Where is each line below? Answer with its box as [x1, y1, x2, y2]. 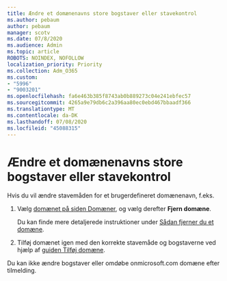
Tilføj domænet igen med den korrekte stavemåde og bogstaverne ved [16, 239, 217, 247]
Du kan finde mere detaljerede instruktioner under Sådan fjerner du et [16, 218, 214, 226]
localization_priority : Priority [7, 61, 103, 68]
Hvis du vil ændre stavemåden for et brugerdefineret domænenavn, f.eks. [7, 191, 215, 199]
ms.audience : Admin [7, 42, 63, 49]
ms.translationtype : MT [7, 106, 75, 112]
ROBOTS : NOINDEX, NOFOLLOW [7, 55, 84, 62]
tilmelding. [7, 267, 37, 275]
